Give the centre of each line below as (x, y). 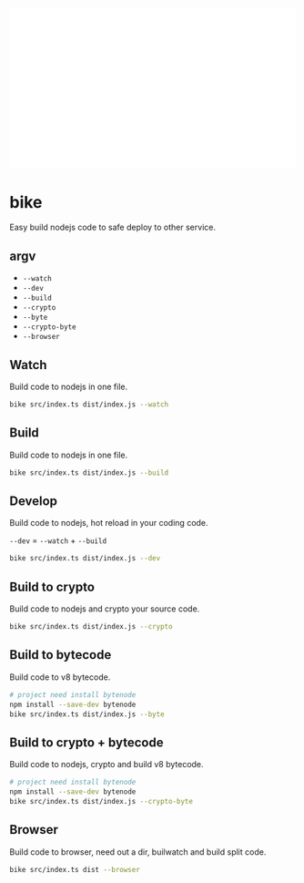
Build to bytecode (61, 655)
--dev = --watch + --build (58, 540)
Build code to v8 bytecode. (60, 677)
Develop (33, 502)
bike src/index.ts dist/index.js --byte (87, 714)
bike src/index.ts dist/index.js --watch (89, 405)
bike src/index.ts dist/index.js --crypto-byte (101, 802)
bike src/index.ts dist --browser (75, 869)
